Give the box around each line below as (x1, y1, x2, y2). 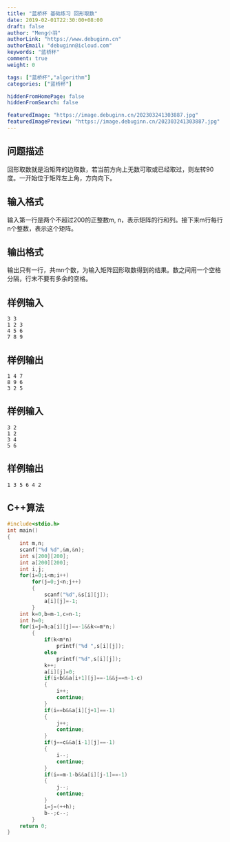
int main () (7, 527, 39, 534)
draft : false (7, 23, 45, 30)
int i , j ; (19, 566, 45, 573)
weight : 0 (7, 61, 36, 68)
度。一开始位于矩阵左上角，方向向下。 (7, 173, 116, 182)
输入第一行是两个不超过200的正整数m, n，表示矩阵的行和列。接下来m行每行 (7, 216, 223, 224)
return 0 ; (19, 823, 48, 830)
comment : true (7, 55, 48, 62)
